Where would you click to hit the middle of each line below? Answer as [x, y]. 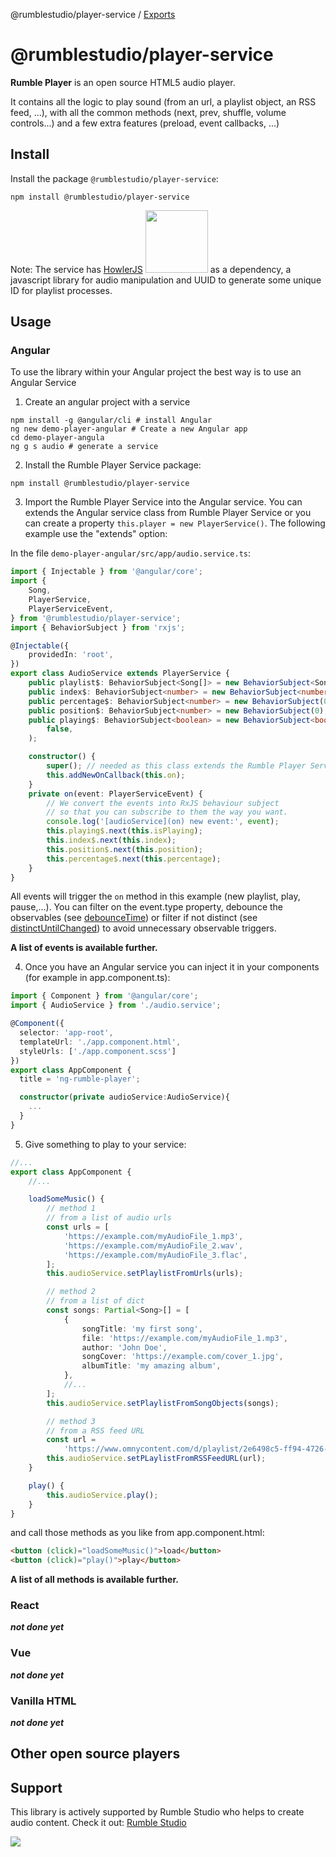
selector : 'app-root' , [66, 1033]
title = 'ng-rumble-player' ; [80, 1079]
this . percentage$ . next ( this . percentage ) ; [134, 859]
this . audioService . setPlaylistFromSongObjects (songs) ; [163, 1403]
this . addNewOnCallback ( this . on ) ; [116, 775]
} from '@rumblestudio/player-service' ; [96, 618]
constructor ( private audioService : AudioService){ [124, 1097]
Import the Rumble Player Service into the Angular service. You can [163, 502]
